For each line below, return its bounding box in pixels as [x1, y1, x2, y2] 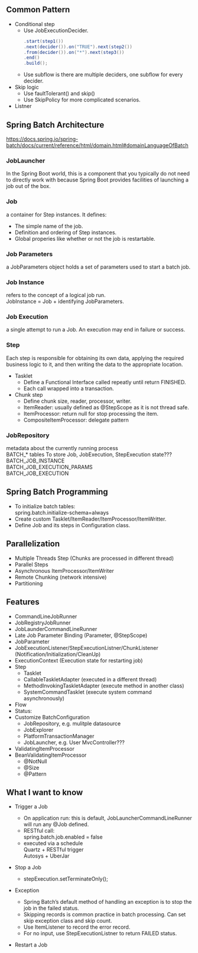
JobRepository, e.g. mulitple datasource [23, 720, 121, 727]
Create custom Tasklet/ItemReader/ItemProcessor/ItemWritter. [14, 515, 167, 522]
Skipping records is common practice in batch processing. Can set [23, 911, 186, 918]
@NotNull [23, 757, 47, 764]
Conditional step [14, 20, 55, 27]
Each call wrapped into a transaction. [23, 385, 114, 392]
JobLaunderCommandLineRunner [14, 625, 98, 632]
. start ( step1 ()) [23, 38, 64, 44]
